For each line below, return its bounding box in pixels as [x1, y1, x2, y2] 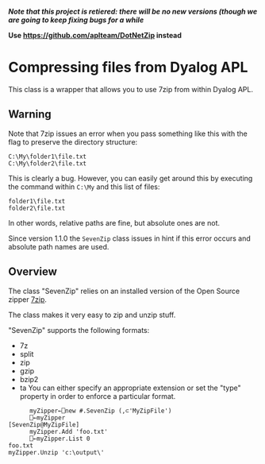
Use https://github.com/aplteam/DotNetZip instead [8, 31, 182, 40]
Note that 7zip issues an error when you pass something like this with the [8, 129, 248, 138]
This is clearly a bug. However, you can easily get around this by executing [8, 173, 253, 183]
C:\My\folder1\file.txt [8, 153, 87, 160]
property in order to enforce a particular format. [19, 391, 176, 400]
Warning [8, 107, 52, 122]
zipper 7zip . [8, 294, 48, 304]
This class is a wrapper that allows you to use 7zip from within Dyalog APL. [8, 84, 254, 94]
